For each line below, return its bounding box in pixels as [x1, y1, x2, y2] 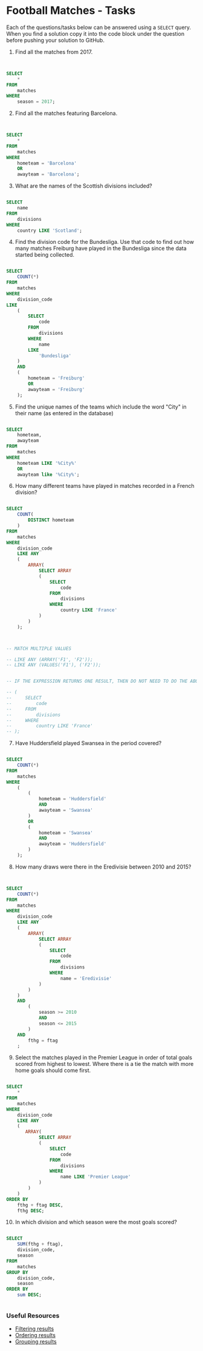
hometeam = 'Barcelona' [17, 160, 77, 166]
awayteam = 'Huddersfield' [38, 841, 107, 847]
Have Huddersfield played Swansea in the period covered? [14, 740, 162, 747]
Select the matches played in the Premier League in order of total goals [14, 1054, 192, 1061]
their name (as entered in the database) [14, 409, 114, 416]
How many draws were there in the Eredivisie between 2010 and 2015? [14, 863, 192, 870]
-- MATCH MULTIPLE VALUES [6, 645, 71, 651]
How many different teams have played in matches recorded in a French [14, 482, 195, 490]
